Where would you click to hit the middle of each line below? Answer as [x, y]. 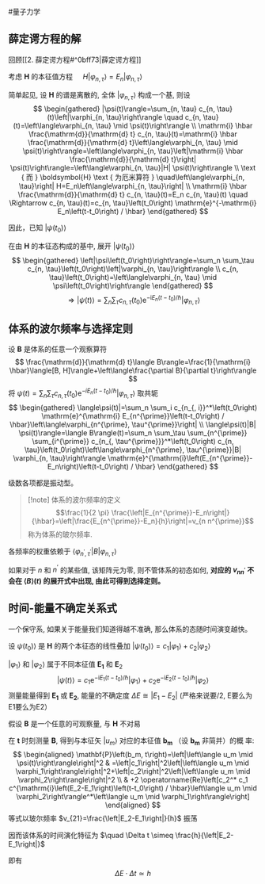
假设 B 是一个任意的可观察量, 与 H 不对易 [74, 723]
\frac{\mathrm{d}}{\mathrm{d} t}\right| [133, 159]
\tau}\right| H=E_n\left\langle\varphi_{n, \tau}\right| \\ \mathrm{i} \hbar [133, 186]
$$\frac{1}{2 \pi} [83, 512]
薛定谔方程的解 [45, 39]
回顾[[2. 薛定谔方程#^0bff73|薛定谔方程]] [75, 59]
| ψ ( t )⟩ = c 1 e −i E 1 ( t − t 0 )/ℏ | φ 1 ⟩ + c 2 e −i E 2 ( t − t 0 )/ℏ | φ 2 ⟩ [133, 680]
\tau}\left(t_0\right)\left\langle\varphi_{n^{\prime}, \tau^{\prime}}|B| [133, 450]
